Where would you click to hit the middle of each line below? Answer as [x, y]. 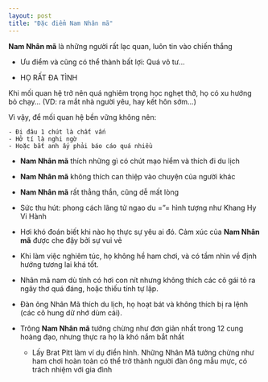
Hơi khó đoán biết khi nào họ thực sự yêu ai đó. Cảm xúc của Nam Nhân [140, 232]
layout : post [30, 16]
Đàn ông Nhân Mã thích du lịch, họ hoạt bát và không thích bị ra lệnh [134, 304]
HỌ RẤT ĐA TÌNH [49, 77]
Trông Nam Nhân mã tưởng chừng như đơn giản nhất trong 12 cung [132, 328]
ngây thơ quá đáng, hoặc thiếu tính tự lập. [89, 288]
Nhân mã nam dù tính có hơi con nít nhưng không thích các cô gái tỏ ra [138, 280]
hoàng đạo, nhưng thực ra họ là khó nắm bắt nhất [102, 337]
